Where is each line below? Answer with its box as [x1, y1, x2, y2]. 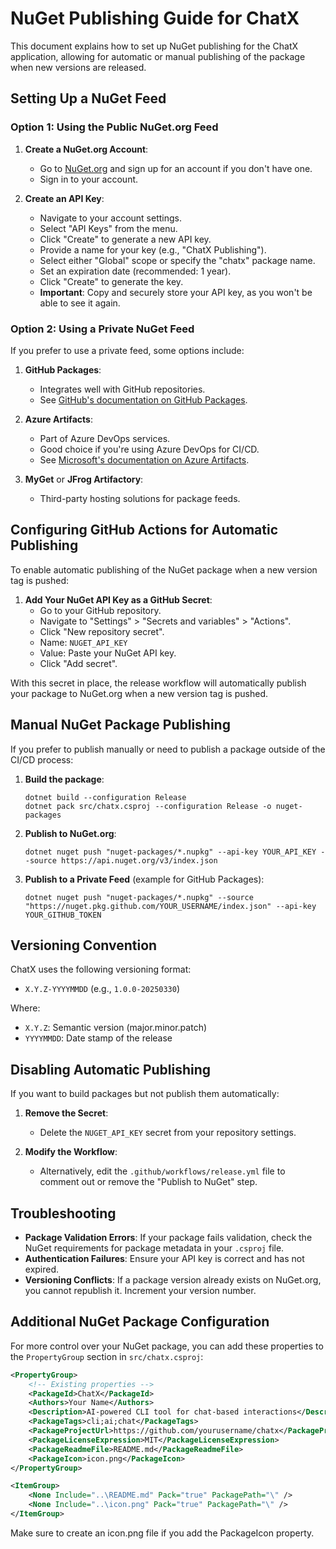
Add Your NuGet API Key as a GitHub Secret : [24, 593, 213, 606]
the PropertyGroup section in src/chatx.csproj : [10, 1350, 204, 1362]
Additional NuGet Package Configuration [10, 1313, 270, 1331]
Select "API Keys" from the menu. [39, 222, 178, 234]
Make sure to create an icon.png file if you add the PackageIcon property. [10, 1527, 315, 1539]
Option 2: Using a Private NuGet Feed [10, 322, 195, 336]
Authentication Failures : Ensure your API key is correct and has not [24, 1252, 305, 1264]
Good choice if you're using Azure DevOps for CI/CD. [39, 443, 260, 455]
